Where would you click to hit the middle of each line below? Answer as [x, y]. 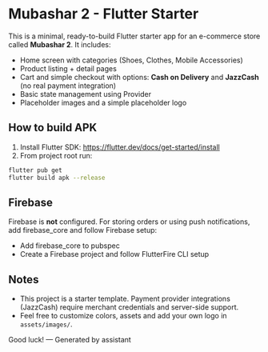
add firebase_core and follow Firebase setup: [83, 230]
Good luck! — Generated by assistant [70, 340]
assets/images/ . [46, 324]
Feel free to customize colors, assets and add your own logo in [123, 316]
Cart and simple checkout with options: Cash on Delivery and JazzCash [140, 77]
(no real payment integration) [68, 86]
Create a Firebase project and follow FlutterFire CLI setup [114, 254]
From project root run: [56, 155]
